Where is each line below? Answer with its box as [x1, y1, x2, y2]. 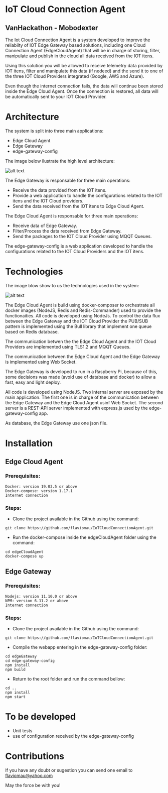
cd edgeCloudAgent [5, 549, 44, 554]
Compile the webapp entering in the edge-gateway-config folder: [12, 644, 148, 650]
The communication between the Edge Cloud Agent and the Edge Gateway [5, 353, 160, 360]
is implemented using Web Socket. [5, 359, 77, 365]
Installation [5, 438, 53, 449]
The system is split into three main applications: [5, 128, 104, 134]
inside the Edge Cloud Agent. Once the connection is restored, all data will [5, 88, 159, 94]
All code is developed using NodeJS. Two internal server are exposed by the [5, 389, 163, 395]
